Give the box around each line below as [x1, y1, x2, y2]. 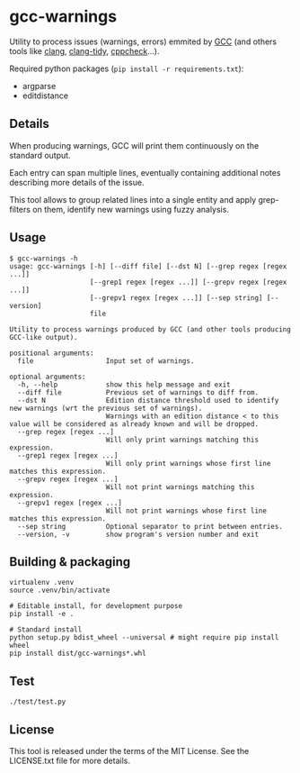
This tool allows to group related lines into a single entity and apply [9, 194, 257, 205]
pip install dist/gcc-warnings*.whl [9, 649, 146, 659]
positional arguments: [9, 349, 94, 358]
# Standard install [9, 625, 83, 634]
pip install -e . [9, 610, 75, 619]
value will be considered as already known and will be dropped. [9, 419, 259, 429]
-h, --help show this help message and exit [17, 380, 231, 389]
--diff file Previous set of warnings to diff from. [17, 387, 259, 397]
